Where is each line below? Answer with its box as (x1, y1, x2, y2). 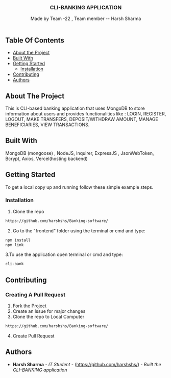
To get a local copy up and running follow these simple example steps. (5, 184, 154, 190)
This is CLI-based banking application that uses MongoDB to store (5, 105, 145, 111)
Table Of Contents (5, 36, 65, 45)
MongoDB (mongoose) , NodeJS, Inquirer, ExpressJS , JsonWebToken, (5, 150, 154, 156)
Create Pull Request (12, 332, 55, 339)
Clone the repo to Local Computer (12, 314, 85, 320)
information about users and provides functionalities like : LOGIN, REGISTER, (5, 110, 166, 116)
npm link (5, 242, 24, 247)
